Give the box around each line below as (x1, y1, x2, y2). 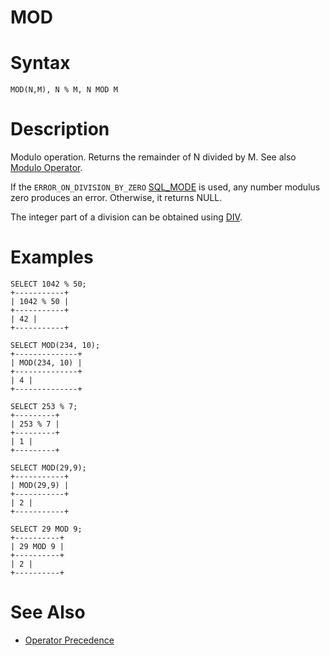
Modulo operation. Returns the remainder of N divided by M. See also (10, 151, 297, 163)
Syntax (10, 52, 71, 75)
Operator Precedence (24, 634, 115, 646)
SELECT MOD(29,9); (10, 463, 87, 473)
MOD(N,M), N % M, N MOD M (10, 85, 118, 95)
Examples (10, 246, 94, 269)
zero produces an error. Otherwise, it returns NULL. (10, 192, 223, 204)
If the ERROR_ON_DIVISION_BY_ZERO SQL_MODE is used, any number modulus (10, 181, 321, 193)
